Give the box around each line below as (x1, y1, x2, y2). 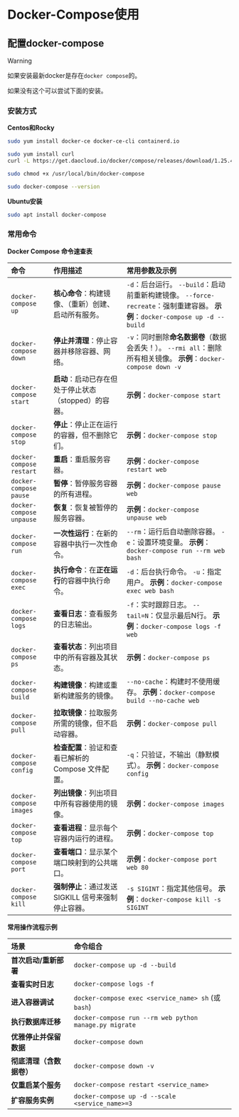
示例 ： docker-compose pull (127, 718, 218, 728)
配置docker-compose (7, 37, 105, 49)
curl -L (7, 158, 31, 165)
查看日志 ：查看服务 (53, 608, 118, 618)
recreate (127, 302, 156, 310)
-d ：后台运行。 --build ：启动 (127, 279, 225, 289)
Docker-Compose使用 (7, 6, 140, 23)
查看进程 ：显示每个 (53, 822, 118, 832)
